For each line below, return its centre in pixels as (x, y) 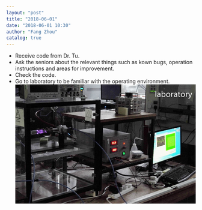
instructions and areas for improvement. (64, 68)
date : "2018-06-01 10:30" (38, 25)
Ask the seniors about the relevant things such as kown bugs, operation (104, 62)
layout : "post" (25, 13)
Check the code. (35, 75)
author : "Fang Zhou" (32, 32)
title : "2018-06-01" (32, 19)
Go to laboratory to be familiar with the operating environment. (92, 82)
